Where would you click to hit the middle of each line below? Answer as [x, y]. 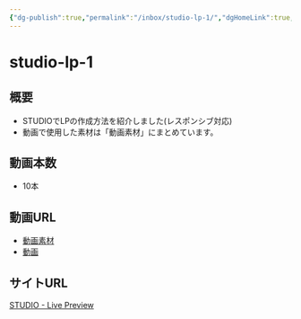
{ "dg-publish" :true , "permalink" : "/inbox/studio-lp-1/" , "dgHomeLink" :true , [152, 18]
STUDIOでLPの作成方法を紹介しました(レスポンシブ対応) [127, 120]
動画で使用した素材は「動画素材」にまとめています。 [120, 132]
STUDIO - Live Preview [52, 306]
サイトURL [39, 283]
